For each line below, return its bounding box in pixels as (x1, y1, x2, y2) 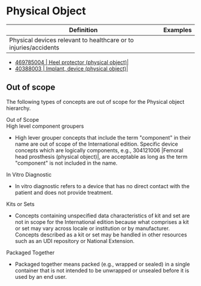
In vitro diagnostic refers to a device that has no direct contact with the (14, 182, 190, 189)
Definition (69, 26, 98, 34)
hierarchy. (6, 104, 31, 112)
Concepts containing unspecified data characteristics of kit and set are (14, 212, 190, 219)
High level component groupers (6, 122, 84, 130)
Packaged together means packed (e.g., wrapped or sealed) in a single (14, 260, 190, 267)
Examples (163, 26, 192, 34)
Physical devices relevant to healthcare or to (9, 36, 134, 44)
